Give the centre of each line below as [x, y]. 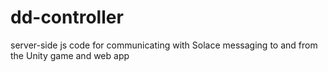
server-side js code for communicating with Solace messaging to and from [164, 45]
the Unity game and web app [70, 55]
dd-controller [67, 17]
